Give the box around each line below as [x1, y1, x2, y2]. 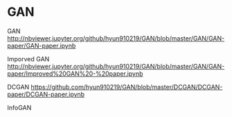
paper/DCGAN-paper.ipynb [7, 90, 85, 98]
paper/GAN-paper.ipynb [7, 41, 76, 50]
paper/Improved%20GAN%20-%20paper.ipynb [7, 70, 143, 78]
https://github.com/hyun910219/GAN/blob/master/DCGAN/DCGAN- [30, 83, 223, 91]
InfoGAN [7, 103, 32, 111]
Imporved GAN [7, 54, 50, 63]
